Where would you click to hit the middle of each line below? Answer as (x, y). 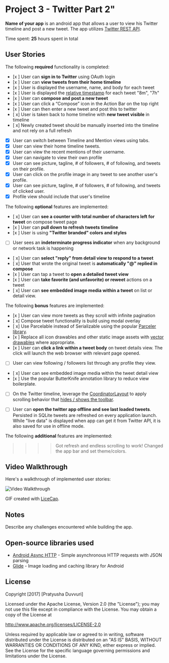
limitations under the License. (36, 656)
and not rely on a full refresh (42, 130)
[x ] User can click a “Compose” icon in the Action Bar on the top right (86, 103)
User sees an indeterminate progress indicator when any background (86, 242)
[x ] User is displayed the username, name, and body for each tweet (83, 87)
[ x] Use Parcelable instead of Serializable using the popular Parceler (84, 326)
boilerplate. (24, 384)
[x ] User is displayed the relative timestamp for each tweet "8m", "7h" (86, 93)
